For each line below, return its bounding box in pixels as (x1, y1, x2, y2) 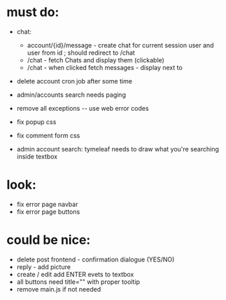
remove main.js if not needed (16, 285, 101, 293)
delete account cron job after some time (16, 76, 132, 85)
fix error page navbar (16, 200, 78, 208)
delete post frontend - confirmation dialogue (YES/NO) (16, 255, 175, 264)
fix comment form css (16, 131, 80, 139)
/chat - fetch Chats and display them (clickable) (27, 55, 165, 64)
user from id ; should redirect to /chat (27, 48, 136, 57)
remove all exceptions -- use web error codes (16, 104, 149, 112)
